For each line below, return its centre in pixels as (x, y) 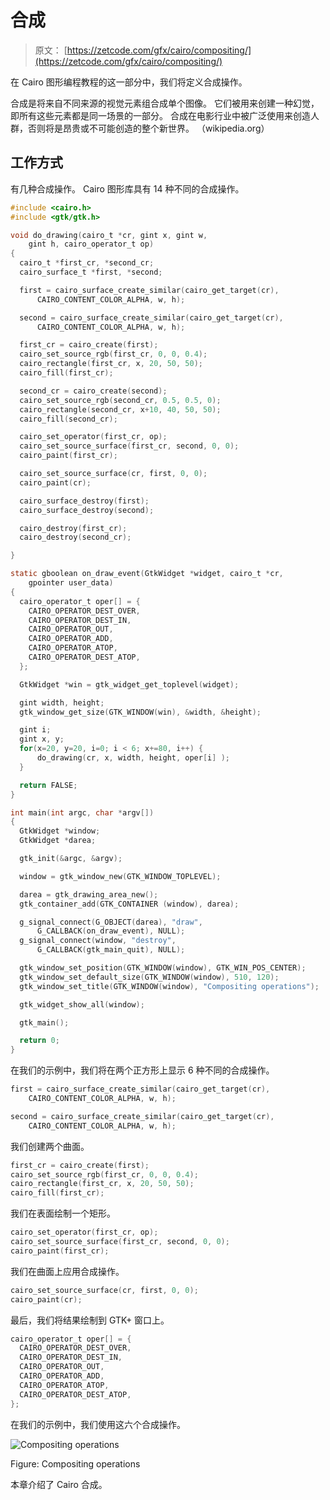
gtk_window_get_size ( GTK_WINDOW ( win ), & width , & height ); (140, 712)
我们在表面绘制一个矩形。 (63, 1213)
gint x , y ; (42, 739)
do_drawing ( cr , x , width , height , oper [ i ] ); (133, 758)
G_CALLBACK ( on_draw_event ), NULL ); (111, 931)
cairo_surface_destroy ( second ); (87, 510)
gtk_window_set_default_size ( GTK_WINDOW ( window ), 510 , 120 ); (149, 977)
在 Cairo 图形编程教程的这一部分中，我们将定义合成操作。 (129, 82)
